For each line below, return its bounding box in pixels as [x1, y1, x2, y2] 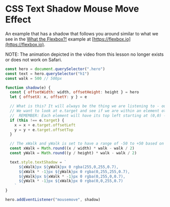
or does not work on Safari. [5, 56, 62, 62]
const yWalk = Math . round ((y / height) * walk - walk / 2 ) [10, 151, 137, 156]
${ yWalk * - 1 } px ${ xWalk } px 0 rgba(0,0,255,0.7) [18, 179, 123, 184]
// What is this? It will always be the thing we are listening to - [10, 103, 159, 109]
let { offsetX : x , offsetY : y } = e [10, 94, 87, 99]
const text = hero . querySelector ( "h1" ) [5, 71, 90, 76]
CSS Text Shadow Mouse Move [5, 3, 139, 15]
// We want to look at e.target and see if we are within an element [10, 109, 159, 114]
